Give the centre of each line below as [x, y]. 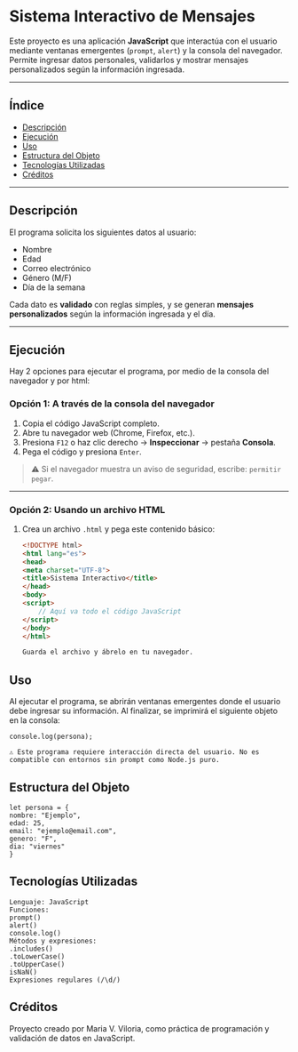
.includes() [31, 949]
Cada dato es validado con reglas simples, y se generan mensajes [132, 304]
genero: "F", [33, 839]
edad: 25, [27, 823]
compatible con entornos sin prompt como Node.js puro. [114, 760]
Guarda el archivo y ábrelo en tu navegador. [107, 652]
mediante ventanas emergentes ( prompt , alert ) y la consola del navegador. [146, 50]
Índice [27, 105]
